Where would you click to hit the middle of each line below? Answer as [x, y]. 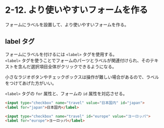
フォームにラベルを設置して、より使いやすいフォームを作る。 [67, 25]
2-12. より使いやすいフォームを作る [77, 10]
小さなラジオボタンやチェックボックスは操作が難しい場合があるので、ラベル [82, 77]
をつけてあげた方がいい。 [31, 83]
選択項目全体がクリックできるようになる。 [73, 66]
